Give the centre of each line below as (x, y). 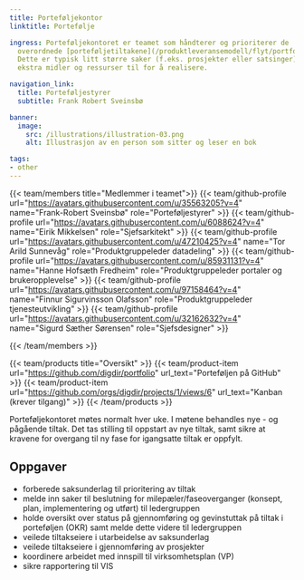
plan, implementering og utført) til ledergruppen (111, 507)
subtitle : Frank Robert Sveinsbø (81, 101)
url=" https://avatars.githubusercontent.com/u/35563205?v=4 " (126, 203)
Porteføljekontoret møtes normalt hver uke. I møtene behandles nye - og (144, 419)
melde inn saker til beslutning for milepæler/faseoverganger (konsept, (152, 498)
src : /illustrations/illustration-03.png (104, 134)
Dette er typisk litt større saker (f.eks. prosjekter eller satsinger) (157, 60)
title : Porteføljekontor (56, 18)
